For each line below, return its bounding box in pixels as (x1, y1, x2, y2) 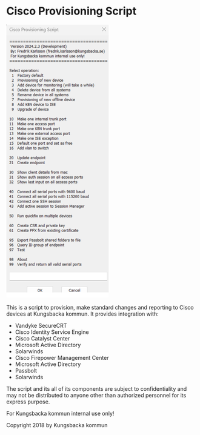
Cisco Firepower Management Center (15, 354, 109, 361)
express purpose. (6, 398, 50, 405)
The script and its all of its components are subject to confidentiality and (6, 385, 187, 392)
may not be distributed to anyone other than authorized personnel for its (6, 391, 187, 399)
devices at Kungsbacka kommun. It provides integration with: (6, 310, 159, 317)
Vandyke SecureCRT (15, 322, 67, 329)
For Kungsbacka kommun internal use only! (6, 410, 115, 417)
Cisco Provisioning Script (6, 4, 137, 18)
